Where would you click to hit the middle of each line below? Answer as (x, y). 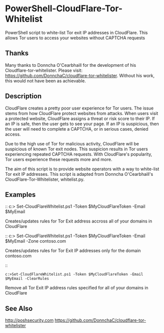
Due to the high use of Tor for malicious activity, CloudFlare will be (72, 143)
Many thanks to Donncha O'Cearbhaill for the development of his (70, 65)
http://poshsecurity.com (29, 320)
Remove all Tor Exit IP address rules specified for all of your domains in (77, 288)
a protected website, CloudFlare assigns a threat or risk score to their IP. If (80, 118)
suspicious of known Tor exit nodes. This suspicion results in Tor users (77, 149)
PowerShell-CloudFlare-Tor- (64, 9)
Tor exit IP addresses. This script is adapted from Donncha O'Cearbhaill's (79, 174)
